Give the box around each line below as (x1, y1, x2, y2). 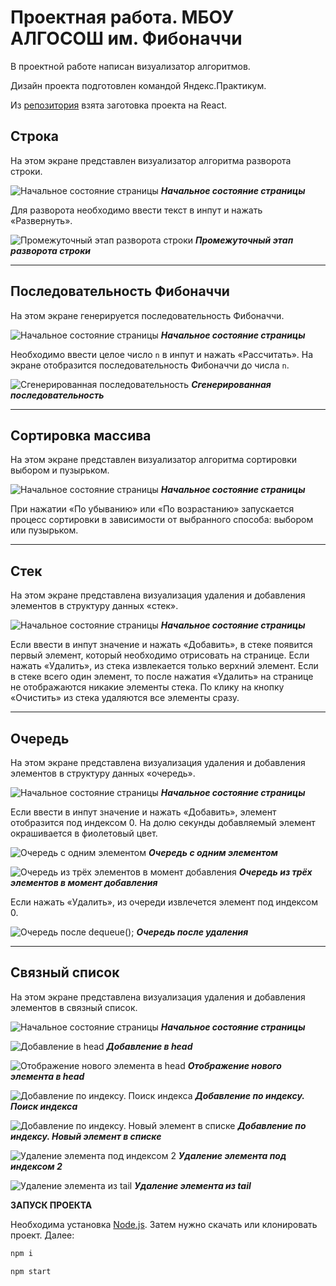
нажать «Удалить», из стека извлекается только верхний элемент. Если (10, 660, 319, 672)
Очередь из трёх (238, 866, 313, 878)
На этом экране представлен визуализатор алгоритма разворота (10, 154, 292, 166)
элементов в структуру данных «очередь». (10, 767, 196, 779)
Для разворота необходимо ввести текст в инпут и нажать (10, 204, 263, 216)
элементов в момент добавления (10, 877, 158, 888)
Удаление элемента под (178, 1149, 287, 1161)
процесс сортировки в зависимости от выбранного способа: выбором (10, 514, 314, 526)
